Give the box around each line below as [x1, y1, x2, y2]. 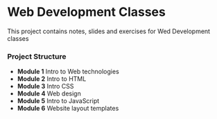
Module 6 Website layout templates [17, 104, 119, 113]
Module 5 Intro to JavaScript [17, 97, 100, 105]
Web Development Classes [7, 4, 166, 20]
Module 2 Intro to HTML [17, 75, 87, 83]
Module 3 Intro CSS [17, 82, 74, 91]
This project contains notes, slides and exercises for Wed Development [7, 27, 210, 35]
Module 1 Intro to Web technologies [17, 67, 119, 76]
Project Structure [7, 51, 67, 61]
